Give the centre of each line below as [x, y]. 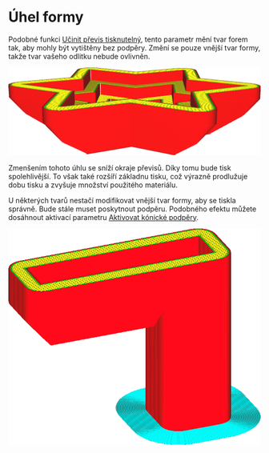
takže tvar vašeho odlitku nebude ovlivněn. [79, 56]
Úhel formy [46, 17]
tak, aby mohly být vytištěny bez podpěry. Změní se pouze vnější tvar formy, [134, 47]
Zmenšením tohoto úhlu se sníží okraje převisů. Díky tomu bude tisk [120, 167]
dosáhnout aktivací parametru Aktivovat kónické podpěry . [103, 217]
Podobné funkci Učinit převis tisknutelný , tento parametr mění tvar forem [128, 39]
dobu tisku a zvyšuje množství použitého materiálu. [93, 185]
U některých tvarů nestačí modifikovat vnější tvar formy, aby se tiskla [122, 200]
